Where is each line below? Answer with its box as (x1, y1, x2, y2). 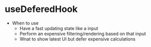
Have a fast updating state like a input (19, 25, 98, 31)
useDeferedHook (5, 3, 78, 15)
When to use (12, 20, 39, 26)
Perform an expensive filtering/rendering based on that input (19, 30, 146, 36)
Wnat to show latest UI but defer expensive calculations (19, 36, 136, 42)
